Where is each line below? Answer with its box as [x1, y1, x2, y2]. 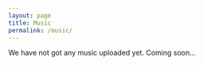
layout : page [8, 11, 52, 20]
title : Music [8, 19, 52, 27]
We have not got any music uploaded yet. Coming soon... [8, 48, 197, 58]
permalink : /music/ [8, 26, 73, 34]
